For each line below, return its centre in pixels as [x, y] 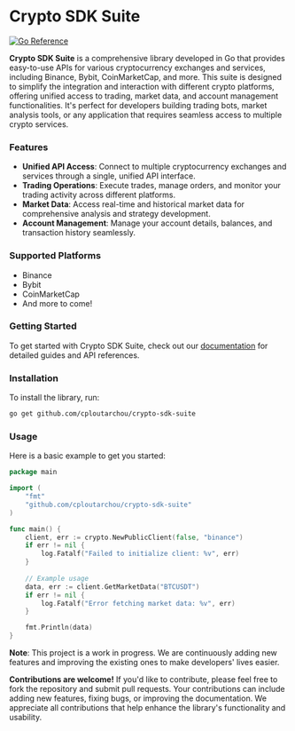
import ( [25, 489]
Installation [34, 377]
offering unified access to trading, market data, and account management [144, 96]
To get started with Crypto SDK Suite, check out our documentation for [139, 346]
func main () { [35, 529]
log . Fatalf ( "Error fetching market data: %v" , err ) [139, 603]
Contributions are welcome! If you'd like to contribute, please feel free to [144, 679]
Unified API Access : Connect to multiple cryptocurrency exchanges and [154, 167]
